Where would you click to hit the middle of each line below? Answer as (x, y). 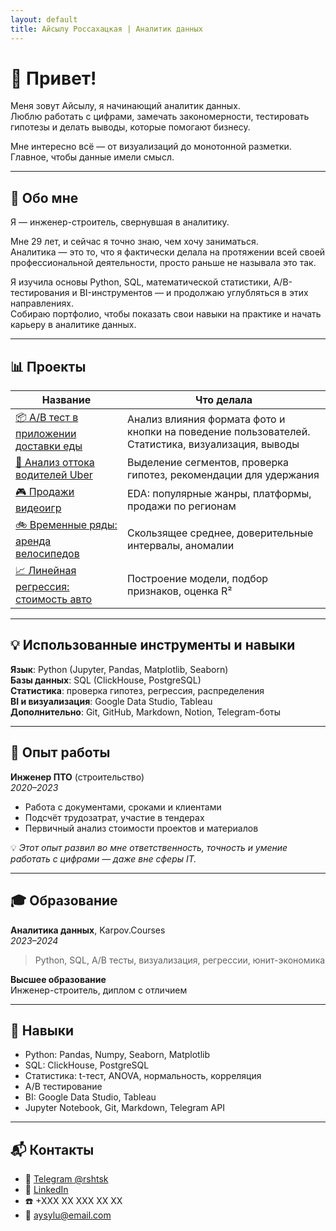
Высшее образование (58, 979)
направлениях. (42, 303)
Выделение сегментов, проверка (207, 463)
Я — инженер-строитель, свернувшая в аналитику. (120, 222)
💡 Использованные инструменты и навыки (153, 645)
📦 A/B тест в (47, 418)
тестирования (40, 293)
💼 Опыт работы (60, 752)
